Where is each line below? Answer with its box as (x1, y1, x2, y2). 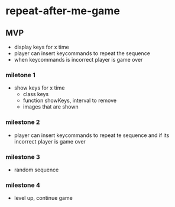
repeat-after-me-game (5, 4, 121, 18)
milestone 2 (5, 118, 40, 126)
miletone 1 (5, 71, 36, 79)
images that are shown (22, 103, 79, 110)
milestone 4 (5, 181, 41, 189)
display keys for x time (14, 43, 69, 50)
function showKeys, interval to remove (22, 97, 116, 104)
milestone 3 (5, 152, 40, 161)
